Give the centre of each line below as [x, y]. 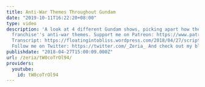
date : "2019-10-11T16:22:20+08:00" [52, 18]
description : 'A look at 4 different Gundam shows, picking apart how [98, 29]
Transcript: [27, 40]
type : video [21, 23]
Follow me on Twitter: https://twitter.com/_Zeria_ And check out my [102, 47]
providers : [20, 63]
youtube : [23, 69]
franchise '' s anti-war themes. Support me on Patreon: [83, 35]
